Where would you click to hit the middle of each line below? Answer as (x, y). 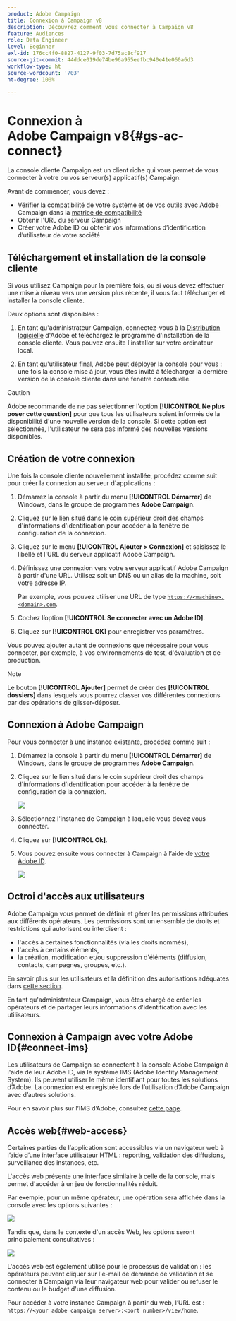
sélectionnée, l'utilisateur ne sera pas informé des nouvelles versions (107, 429)
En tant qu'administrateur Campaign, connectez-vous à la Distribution (119, 328)
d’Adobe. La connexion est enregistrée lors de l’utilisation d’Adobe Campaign (118, 1087)
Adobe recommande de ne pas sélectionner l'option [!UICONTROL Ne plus (116, 406)
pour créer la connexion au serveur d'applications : (81, 483)
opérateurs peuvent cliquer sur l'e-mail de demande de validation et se (110, 1274)
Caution (19, 393)
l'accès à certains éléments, (58, 949)
